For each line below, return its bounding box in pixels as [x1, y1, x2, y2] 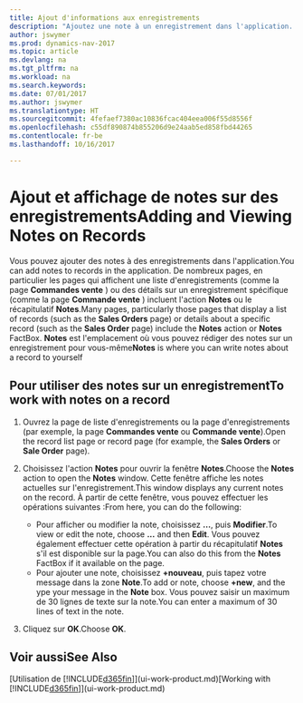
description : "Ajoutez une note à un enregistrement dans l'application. [9, 22, 294, 31]
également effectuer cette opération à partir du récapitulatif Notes [35, 538, 283, 549]
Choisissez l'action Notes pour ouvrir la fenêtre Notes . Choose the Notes [22, 463, 294, 474]
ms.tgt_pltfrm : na [9, 64, 79, 73]
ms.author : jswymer [9, 97, 83, 107]
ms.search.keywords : [9, 81, 88, 90]
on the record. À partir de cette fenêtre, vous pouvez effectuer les [22, 492, 269, 503]
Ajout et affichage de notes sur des [9, 187, 279, 207]
